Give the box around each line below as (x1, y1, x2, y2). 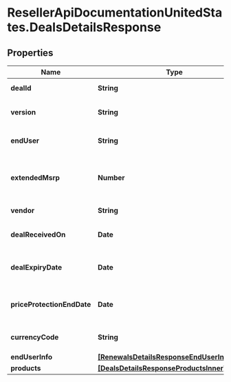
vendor (10, 205, 35, 215)
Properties (7, 47, 54, 59)
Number (97, 173, 125, 182)
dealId (10, 83, 32, 92)
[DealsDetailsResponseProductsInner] (97, 363, 227, 373)
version (10, 108, 36, 117)
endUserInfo (10, 352, 53, 361)
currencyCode (10, 332, 59, 342)
